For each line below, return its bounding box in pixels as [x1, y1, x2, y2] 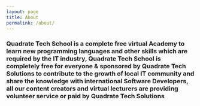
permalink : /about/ [6, 20, 55, 26]
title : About [6, 14, 39, 20]
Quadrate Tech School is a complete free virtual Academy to [6, 40, 185, 48]
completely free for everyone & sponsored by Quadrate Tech [6, 62, 186, 71]
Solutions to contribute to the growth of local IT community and [6, 69, 195, 78]
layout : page [6, 8, 39, 15]
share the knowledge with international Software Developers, [6, 77, 189, 86]
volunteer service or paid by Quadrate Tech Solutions [6, 92, 165, 101]
